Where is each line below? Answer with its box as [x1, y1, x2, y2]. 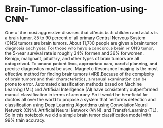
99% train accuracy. [5, 117, 46, 123]
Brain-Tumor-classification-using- [5, 3, 147, 15]
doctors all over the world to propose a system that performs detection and [5, 96, 156, 102]
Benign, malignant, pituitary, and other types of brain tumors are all [5, 55, 140, 61]
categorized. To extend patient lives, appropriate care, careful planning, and [5, 61, 158, 66]
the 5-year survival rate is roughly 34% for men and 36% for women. [5, 50, 144, 56]
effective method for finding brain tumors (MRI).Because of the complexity [5, 71, 155, 77]
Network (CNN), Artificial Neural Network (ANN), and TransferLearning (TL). [5, 107, 158, 112]
